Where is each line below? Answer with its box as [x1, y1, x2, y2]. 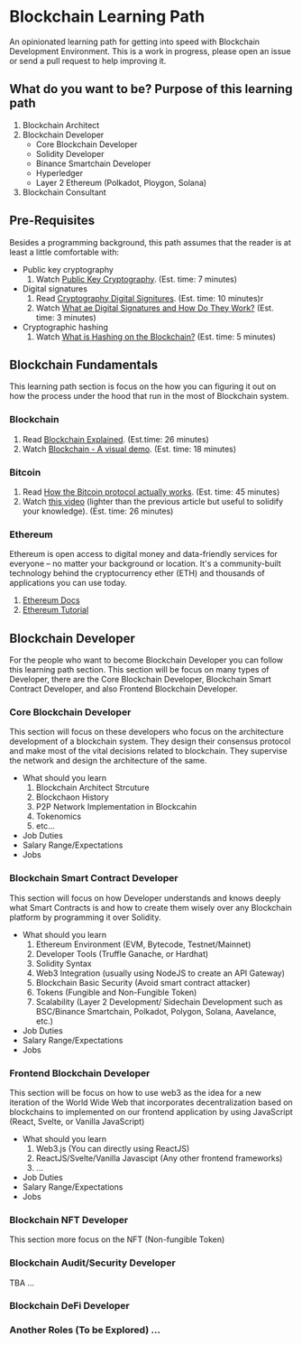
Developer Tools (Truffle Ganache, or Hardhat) [35, 948, 209, 959]
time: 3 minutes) [35, 311, 96, 322]
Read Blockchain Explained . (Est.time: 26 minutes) [22, 433, 209, 444]
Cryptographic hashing [22, 321, 108, 332]
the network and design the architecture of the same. [9, 756, 207, 766]
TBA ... [9, 1277, 34, 1288]
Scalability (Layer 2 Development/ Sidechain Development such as [35, 996, 284, 1007]
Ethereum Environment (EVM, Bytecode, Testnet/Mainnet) [35, 939, 252, 950]
